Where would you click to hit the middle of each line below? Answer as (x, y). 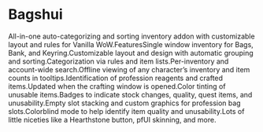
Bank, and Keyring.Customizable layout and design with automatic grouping (131, 53)
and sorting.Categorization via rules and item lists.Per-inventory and (119, 61)
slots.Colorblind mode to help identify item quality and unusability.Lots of (126, 111)
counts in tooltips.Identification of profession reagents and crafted (115, 78)
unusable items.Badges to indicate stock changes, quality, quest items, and (130, 94)
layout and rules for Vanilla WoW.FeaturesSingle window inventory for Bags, (131, 44)
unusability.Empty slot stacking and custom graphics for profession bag (125, 103)
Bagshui (35, 15)
